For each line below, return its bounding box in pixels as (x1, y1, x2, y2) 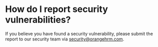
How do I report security (5, 3, 108, 15)
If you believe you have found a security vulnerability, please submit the (5, 30, 153, 36)
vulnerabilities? (5, 14, 71, 25)
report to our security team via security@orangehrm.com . (5, 36, 124, 42)
